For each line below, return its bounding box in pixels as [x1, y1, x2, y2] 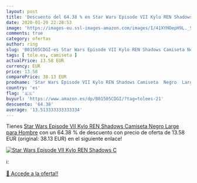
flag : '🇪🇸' [6, 90, 35, 96]
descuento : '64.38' [6, 101, 54, 107]
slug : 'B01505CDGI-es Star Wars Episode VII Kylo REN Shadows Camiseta [6, 47, 185, 53]
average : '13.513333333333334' [6, 107, 83, 113]
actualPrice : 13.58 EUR [6, 57, 64, 63]
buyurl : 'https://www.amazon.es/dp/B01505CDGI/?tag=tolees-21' [6, 96, 164, 101]
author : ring [6, 42, 38, 48]
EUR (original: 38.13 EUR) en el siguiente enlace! [6, 135, 123, 143]
